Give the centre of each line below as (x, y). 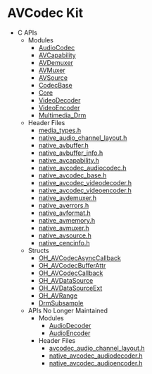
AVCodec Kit (45, 13)
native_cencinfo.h (64, 242)
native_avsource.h (65, 235)
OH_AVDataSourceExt (70, 288)
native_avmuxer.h (64, 228)
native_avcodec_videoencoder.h (85, 190)
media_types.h (60, 130)
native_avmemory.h (67, 220)
